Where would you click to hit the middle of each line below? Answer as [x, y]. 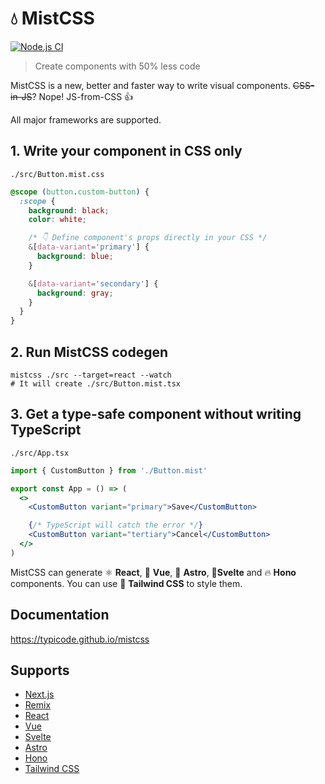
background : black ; [69, 210]
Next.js [39, 694]
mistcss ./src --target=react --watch [91, 375]
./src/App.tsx [40, 453]
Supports [40, 670]
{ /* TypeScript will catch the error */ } [115, 525]
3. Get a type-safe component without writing [156, 414]
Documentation [60, 615]
